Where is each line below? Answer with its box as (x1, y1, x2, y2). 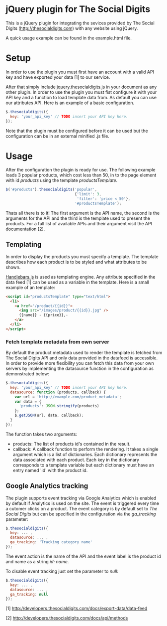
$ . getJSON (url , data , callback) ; (14, 413, 84, 418)
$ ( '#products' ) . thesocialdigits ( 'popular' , (5, 187, 97, 192)
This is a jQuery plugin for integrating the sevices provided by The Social (5, 20, 155, 26)
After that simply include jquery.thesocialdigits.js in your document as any (5, 84, 157, 90)
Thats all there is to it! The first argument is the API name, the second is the (5, 210, 160, 216)
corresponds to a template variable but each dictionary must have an (12, 462, 155, 468)
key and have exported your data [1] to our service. (5, 74, 110, 80)
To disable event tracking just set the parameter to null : (5, 568, 119, 574)
